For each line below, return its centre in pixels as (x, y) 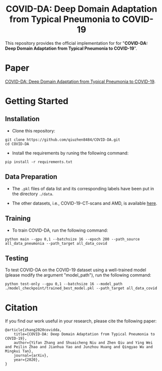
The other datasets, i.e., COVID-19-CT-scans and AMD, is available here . (85, 203)
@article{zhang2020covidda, (33, 330)
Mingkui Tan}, (19, 352)
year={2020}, (27, 360)
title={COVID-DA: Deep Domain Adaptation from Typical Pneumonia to (84, 334)
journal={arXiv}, (31, 356)
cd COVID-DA (17, 144)
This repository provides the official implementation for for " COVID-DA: (76, 43)
